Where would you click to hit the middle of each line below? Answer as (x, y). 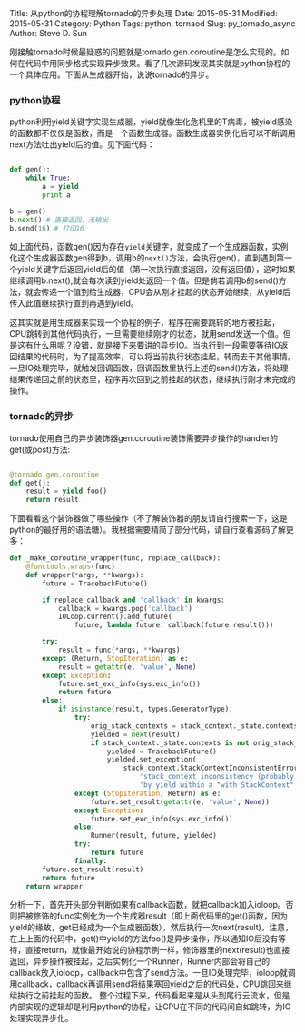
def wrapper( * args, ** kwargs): (85, 575)
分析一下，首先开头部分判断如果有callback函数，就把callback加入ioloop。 (148, 905)
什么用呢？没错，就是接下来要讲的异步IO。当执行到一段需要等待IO (157, 345)
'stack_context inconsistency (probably (217, 777)
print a (56, 195)
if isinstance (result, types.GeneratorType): (145, 709)
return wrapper (54, 886)
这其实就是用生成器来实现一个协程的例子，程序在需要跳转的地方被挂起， (144, 323)
